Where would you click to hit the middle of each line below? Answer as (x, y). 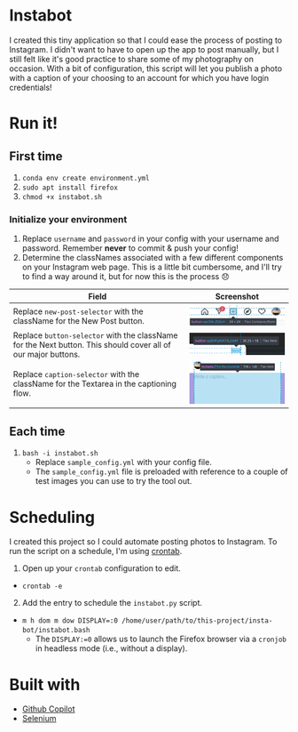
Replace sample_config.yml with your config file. (124, 463)
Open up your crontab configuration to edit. (102, 568)
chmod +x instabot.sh (62, 197)
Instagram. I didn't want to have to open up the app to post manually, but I (144, 49)
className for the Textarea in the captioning (95, 384)
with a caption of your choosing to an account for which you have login (139, 77)
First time (36, 156)
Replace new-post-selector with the (78, 311)
